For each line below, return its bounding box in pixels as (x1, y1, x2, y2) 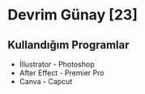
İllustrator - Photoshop (19, 59, 95, 69)
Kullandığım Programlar (7, 38, 130, 52)
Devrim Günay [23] (7, 6, 139, 24)
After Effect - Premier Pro (19, 68, 104, 78)
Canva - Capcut (19, 77, 73, 86)
